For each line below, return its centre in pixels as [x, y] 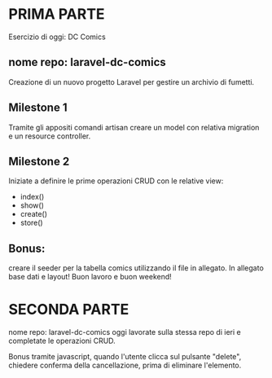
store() [31, 223]
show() [32, 205]
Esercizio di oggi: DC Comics [57, 37]
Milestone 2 [39, 161]
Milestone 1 [38, 108]
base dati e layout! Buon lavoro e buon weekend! [90, 277]
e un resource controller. [50, 136]
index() [32, 197]
